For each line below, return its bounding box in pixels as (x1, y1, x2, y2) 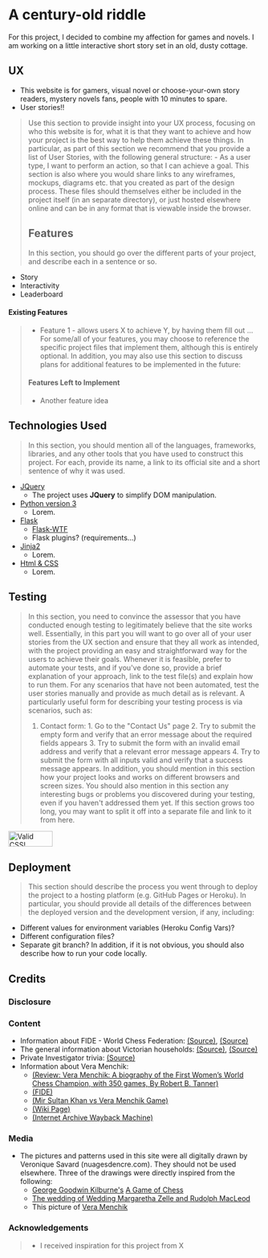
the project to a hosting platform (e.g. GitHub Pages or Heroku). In (27, 890, 247, 901)
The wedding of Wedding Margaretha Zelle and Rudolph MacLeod (31, 1194, 251, 1203)
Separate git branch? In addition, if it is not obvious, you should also (19, 940, 245, 950)
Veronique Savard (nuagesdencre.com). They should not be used (19, 1159, 237, 1170)
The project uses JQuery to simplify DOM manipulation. (31, 490, 217, 500)
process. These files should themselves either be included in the (27, 186, 242, 196)
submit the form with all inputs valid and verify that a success (39, 755, 243, 765)
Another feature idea (39, 395, 109, 405)
